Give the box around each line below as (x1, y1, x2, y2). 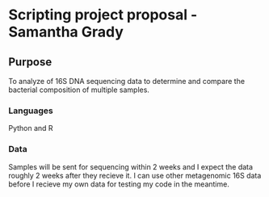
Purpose (8, 55, 53, 69)
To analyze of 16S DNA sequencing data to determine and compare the (8, 77, 245, 86)
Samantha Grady (8, 23, 124, 41)
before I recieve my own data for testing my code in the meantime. (8, 179, 230, 189)
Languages (8, 105, 54, 116)
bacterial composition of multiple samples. (8, 85, 149, 94)
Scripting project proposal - (8, 6, 198, 24)
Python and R (8, 124, 54, 133)
